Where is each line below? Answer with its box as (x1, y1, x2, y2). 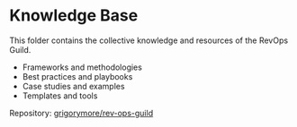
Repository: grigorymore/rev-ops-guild (9, 107, 154, 118)
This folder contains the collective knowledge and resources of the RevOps (9, 35, 289, 46)
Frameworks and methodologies (22, 62, 142, 72)
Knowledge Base (9, 5, 139, 26)
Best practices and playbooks (22, 71, 133, 81)
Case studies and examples (22, 80, 125, 91)
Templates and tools (22, 90, 98, 101)
